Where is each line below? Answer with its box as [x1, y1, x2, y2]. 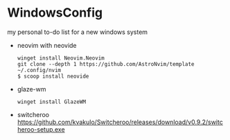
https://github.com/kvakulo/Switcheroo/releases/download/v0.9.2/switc [17, 118, 223, 126]
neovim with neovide [17, 41, 78, 49]
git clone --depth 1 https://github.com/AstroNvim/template [17, 60, 195, 67]
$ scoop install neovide [17, 73, 89, 80]
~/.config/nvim [17, 67, 62, 73]
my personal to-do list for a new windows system [7, 28, 148, 36]
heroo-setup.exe [17, 125, 65, 133]
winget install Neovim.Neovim [17, 54, 105, 62]
